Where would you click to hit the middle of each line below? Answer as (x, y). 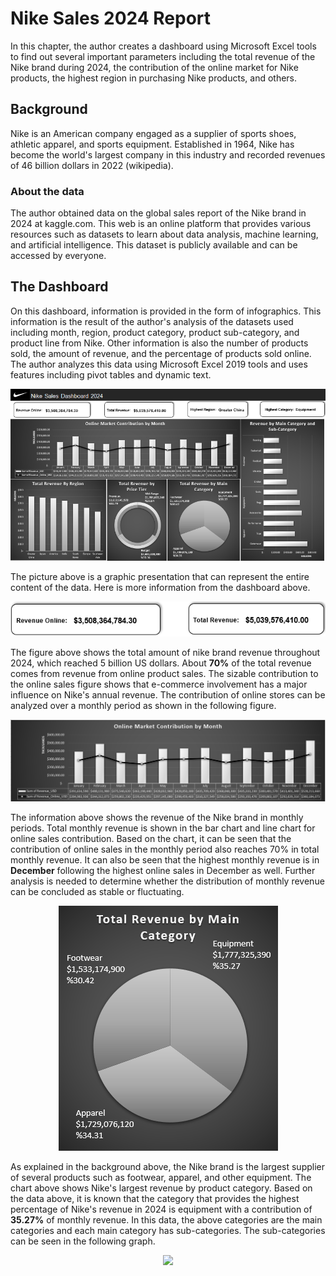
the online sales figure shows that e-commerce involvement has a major (159, 684)
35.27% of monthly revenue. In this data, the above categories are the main (166, 1219)
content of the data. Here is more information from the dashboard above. (160, 588)
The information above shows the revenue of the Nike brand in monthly (157, 817)
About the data (47, 191)
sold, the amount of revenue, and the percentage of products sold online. (161, 353)
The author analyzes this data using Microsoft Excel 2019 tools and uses (159, 364)
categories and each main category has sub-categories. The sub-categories (168, 1230)
